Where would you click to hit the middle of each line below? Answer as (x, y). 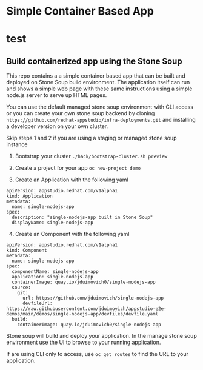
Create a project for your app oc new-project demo (78, 168)
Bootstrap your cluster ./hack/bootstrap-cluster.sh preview (91, 156)
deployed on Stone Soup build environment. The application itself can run (98, 82)
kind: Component (27, 251)
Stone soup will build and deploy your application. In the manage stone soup (101, 336)
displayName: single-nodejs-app (53, 223)
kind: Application (29, 196)
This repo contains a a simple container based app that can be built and (96, 76)
